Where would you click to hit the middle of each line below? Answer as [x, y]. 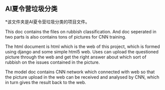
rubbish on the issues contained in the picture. [53, 62]
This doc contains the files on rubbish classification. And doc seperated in [81, 32]
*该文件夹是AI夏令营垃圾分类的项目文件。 [48, 22]
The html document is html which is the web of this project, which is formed [82, 46]
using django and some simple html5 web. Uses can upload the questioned [82, 51]
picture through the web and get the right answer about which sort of [76, 57]
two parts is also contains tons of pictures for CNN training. [66, 37]
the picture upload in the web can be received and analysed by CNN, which [82, 77]
